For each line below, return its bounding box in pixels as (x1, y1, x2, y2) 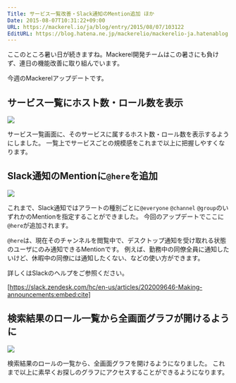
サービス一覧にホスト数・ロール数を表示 (7, 97, 183, 109)
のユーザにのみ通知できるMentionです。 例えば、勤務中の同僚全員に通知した (7, 245, 230, 253)
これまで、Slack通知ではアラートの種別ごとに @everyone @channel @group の (7, 203, 223, 212)
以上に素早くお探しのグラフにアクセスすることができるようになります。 (19, 367, 229, 376)
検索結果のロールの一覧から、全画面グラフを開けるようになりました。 (7, 359, 211, 367)
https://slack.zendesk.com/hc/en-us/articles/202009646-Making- (9, 283, 203, 291)
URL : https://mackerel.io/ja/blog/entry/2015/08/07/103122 (7, 23, 185, 30)
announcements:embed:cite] (7, 290, 91, 298)
